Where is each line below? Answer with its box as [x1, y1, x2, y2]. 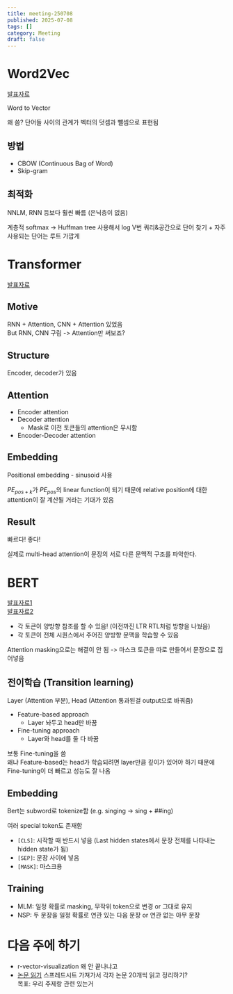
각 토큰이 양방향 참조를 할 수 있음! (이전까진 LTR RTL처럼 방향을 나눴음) [17, 622, 211, 630]
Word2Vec [7, 66, 70, 82]
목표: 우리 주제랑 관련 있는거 [17, 979, 94, 988]
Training [7, 883, 45, 895]
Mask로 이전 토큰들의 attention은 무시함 [27, 423, 138, 432]
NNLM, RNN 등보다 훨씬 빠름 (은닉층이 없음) [7, 208, 129, 216]
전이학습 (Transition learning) [7, 676, 134, 688]
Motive [7, 301, 38, 313]
